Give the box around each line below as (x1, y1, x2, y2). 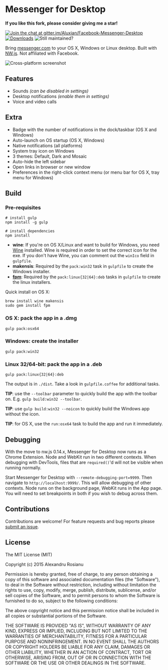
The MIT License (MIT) (5, 551, 53, 557)
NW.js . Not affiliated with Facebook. (5, 50, 79, 56)
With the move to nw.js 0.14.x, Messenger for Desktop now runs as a (5, 449, 146, 455)
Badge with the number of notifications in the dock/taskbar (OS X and (12, 127, 157, 133)
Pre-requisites (5, 204, 41, 211)
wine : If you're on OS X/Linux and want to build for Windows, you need (12, 242, 159, 248)
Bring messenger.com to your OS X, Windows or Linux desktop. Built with (5, 45, 157, 51)
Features (5, 74, 34, 83)
